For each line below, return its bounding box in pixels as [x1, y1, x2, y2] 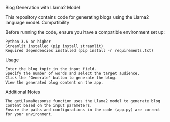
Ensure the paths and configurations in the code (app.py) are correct [5, 107, 160, 112]
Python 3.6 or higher [5, 39, 51, 44]
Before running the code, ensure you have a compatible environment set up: [5, 29, 165, 35]
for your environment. [5, 112, 53, 117]
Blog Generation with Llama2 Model [5, 5, 80, 10]
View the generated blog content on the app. [5, 80, 103, 85]
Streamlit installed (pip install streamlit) [5, 44, 103, 49]
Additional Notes [5, 89, 40, 95]
